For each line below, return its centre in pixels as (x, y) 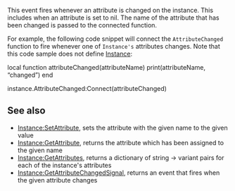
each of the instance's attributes (64, 165)
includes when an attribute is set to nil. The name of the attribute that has (113, 18)
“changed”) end (30, 75)
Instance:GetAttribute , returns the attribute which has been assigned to (120, 142)
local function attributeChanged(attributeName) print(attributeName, (107, 67)
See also (26, 111)
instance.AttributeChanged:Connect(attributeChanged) (87, 88)
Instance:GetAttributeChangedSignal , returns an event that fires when (119, 173)
